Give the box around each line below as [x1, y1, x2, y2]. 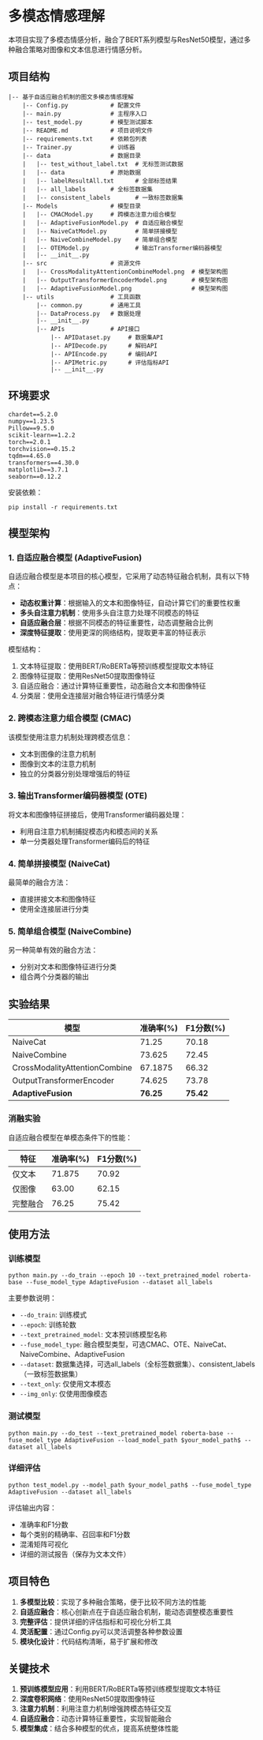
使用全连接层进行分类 [19, 904, 89, 914]
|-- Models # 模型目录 [22, 202, 142, 210]
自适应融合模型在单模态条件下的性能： [8, 1133, 132, 1142]
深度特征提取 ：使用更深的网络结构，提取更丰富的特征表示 [19, 628, 206, 637]
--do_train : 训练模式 [19, 1310, 87, 1320]
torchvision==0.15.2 [8, 445, 76, 453]
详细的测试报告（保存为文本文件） [19, 1549, 131, 1558]
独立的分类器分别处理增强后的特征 [19, 769, 131, 778]
